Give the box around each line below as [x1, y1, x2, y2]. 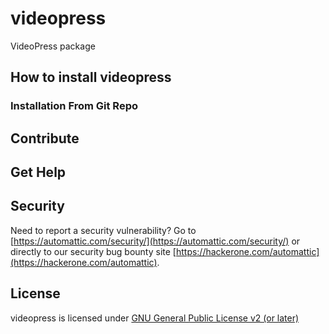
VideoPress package [10, 40, 96, 52]
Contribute [10, 130, 80, 147]
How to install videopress [10, 69, 172, 86]
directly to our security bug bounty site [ [10, 245, 177, 257]
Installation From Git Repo [10, 99, 138, 113]
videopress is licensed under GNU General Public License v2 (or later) [10, 312, 300, 324]
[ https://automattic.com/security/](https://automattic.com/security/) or [10, 235, 301, 247]
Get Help [10, 164, 67, 181]
